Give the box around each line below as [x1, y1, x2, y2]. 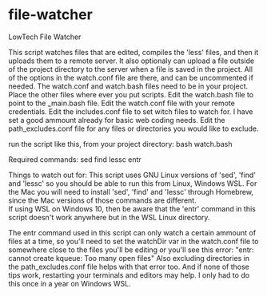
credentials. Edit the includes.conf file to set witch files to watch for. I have [8, 106, 253, 116]
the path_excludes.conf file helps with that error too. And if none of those [8, 262, 250, 271]
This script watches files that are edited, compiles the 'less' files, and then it [8, 47, 259, 57]
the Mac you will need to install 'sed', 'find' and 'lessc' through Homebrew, [8, 187, 254, 196]
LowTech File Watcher [8, 32, 82, 41]
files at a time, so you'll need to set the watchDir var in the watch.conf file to [8, 236, 259, 246]
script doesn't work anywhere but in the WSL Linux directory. [8, 212, 210, 222]
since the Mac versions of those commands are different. [8, 195, 197, 205]
